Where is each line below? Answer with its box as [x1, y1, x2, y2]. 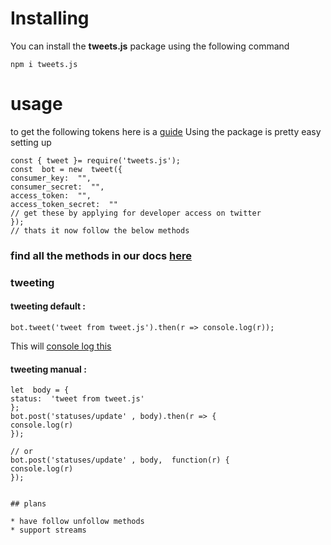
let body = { [10, 385, 70, 396]
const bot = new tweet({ [10, 164, 123, 174]
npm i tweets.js [10, 59, 78, 69]
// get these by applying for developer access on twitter [10, 208, 262, 218]
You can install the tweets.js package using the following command [10, 40, 290, 52]
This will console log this [10, 340, 112, 352]
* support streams [10, 525, 87, 536]
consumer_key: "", [10, 173, 92, 183]
